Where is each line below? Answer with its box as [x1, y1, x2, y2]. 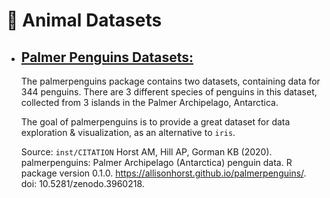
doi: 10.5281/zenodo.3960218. [20, 178, 145, 189]
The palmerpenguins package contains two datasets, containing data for [20, 75, 321, 87]
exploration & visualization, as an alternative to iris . [20, 127, 236, 138]
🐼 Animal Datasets [6, 9, 163, 32]
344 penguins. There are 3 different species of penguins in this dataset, [20, 86, 318, 98]
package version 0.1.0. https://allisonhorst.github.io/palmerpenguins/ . [20, 167, 307, 179]
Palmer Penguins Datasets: [20, 49, 194, 66]
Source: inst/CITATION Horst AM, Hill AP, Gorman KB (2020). [20, 146, 273, 158]
